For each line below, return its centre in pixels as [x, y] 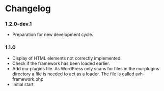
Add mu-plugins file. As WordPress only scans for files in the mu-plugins [86, 68]
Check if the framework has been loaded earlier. [61, 63]
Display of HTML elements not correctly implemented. [67, 58]
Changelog [28, 9]
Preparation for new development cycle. [53, 34]
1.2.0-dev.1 [18, 24]
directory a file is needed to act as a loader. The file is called [73, 74]
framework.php [28, 79]
